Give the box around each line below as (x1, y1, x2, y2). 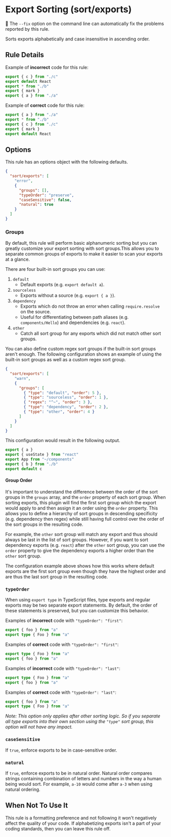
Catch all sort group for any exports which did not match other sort (20, 331, 161, 337)
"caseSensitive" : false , (18, 197, 72, 202)
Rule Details (5, 51, 44, 59)
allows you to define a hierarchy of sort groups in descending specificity (5, 510, 158, 517)
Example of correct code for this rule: (5, 102, 85, 108)
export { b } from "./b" (5, 461, 58, 467)
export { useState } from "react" (5, 452, 79, 457)
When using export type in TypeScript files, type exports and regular (5, 597, 151, 603)
